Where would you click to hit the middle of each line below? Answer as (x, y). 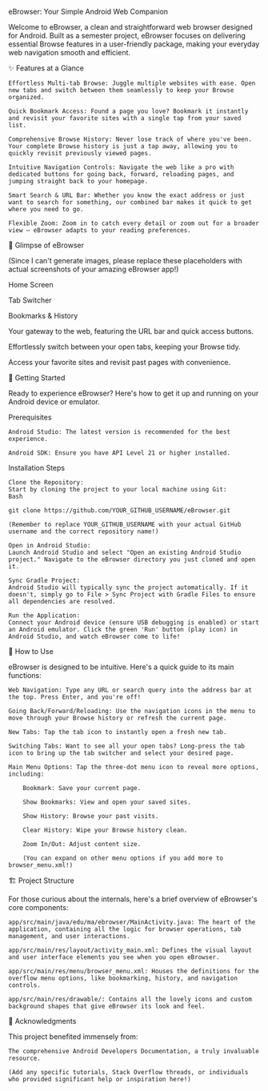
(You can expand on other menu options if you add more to (123, 858)
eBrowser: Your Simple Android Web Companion (88, 12)
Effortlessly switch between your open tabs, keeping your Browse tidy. (125, 347)
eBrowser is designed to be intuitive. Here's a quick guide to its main (121, 667)
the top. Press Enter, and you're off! (75, 697)
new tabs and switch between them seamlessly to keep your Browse (121, 90)
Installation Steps (37, 468)
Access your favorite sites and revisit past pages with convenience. (120, 362)
